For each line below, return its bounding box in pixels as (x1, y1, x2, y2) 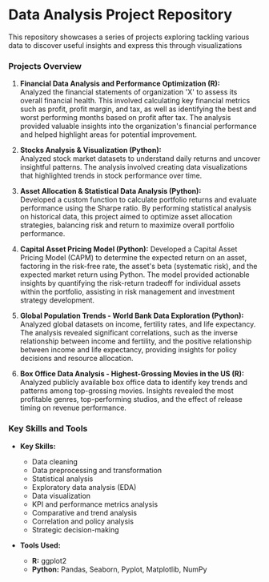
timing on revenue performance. (19, 403, 126, 413)
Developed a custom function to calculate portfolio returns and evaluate (19, 195, 258, 205)
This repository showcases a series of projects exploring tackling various (8, 32, 250, 42)
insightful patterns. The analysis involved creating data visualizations (19, 163, 248, 172)
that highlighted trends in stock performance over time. (19, 171, 203, 181)
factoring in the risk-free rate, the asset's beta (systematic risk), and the (19, 262, 258, 271)
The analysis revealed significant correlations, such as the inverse (19, 328, 239, 338)
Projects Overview (8, 60, 82, 71)
